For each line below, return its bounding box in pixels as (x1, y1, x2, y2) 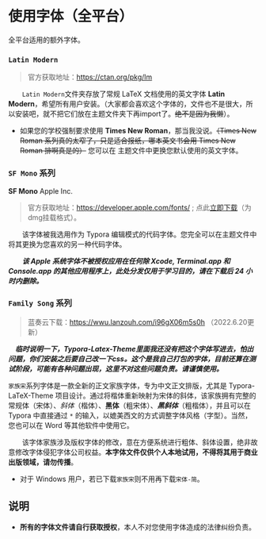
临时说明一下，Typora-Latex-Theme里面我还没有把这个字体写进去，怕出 (15, 344, 254, 353)
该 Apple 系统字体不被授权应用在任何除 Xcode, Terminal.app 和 (22, 256, 231, 266)
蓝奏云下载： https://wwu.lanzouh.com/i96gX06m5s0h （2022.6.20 (27, 317, 248, 326)
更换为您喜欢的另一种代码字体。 (21, 239, 127, 248)
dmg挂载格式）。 (27, 212, 82, 222)
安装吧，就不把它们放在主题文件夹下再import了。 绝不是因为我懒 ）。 (14, 109, 234, 119)
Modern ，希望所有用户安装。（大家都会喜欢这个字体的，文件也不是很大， (8, 99, 247, 109)
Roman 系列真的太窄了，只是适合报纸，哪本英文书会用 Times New (19, 136, 236, 145)
